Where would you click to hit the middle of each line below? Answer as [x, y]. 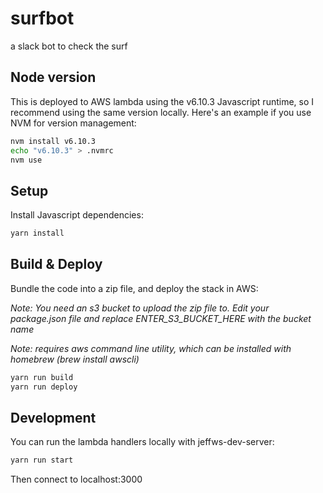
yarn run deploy [44, 387]
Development [53, 418]
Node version [53, 77]
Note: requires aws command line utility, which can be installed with [151, 348]
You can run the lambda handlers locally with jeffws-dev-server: [142, 442]
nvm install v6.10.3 [53, 141]
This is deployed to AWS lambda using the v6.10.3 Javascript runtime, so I [162, 101]
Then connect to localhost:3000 [76, 479]
